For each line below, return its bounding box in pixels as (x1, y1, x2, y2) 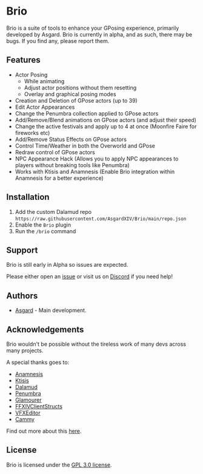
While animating (24, 77, 65, 84)
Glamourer (15, 396, 42, 404)
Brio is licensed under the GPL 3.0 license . (6, 461, 112, 469)
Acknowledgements (6, 324, 84, 335)
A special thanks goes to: (6, 359, 70, 366)
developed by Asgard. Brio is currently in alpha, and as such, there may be (6, 30, 193, 38)
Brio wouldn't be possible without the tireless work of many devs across (6, 340, 187, 348)
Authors (6, 290, 38, 301)
